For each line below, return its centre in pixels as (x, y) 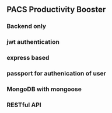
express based (28, 58)
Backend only (26, 26)
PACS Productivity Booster (56, 10)
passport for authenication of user (57, 74)
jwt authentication (33, 42)
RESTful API (24, 105)
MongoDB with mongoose (44, 89)
